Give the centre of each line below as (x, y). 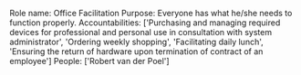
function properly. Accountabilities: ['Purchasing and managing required (145, 23)
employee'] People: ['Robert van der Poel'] (90, 61)
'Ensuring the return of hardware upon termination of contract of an (136, 52)
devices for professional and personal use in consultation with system (140, 32)
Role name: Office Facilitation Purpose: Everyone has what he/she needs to (151, 13)
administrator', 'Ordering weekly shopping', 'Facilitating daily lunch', (137, 42)
